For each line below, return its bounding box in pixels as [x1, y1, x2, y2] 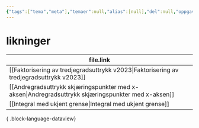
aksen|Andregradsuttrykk [9, 90, 81, 98]
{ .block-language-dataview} [6, 115, 76, 122]
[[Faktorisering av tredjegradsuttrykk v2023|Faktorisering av [9, 66, 179, 74]
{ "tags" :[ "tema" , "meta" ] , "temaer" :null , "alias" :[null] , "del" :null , [6, 8, 176, 15]
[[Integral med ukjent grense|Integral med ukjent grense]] [9, 100, 170, 108]
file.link [88, 56, 111, 64]
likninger [6, 34, 51, 47]
